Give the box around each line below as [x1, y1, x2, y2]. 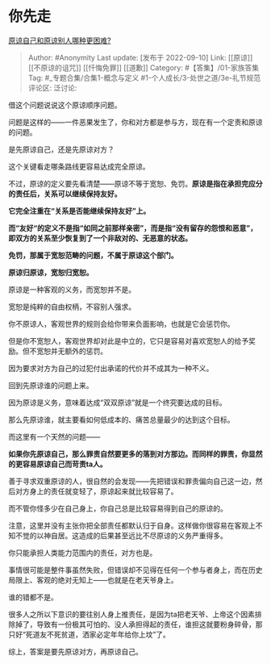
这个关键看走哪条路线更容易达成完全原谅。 [8, 161, 150, 171]
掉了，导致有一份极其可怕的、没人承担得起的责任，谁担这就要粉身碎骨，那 [15, 619, 263, 629]
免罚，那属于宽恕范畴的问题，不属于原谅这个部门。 [8, 250, 178, 260]
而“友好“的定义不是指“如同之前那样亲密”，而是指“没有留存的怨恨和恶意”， [8, 223, 258, 232]
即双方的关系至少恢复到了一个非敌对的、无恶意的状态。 [8, 233, 192, 243]
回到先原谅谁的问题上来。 [8, 380, 94, 390]
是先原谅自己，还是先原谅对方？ [8, 144, 115, 154]
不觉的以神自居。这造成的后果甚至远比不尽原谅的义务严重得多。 [15, 530, 227, 541]
